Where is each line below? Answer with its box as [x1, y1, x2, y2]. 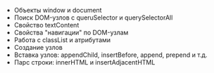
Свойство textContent [13, 21, 80, 29]
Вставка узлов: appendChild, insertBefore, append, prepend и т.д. [13, 51, 208, 59]
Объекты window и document [13, 6, 102, 14]
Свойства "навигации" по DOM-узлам [13, 28, 129, 36]
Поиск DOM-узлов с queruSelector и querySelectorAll [13, 13, 173, 22]
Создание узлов [13, 44, 63, 51]
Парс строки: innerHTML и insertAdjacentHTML [13, 58, 156, 66]
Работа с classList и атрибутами [13, 36, 111, 44]
